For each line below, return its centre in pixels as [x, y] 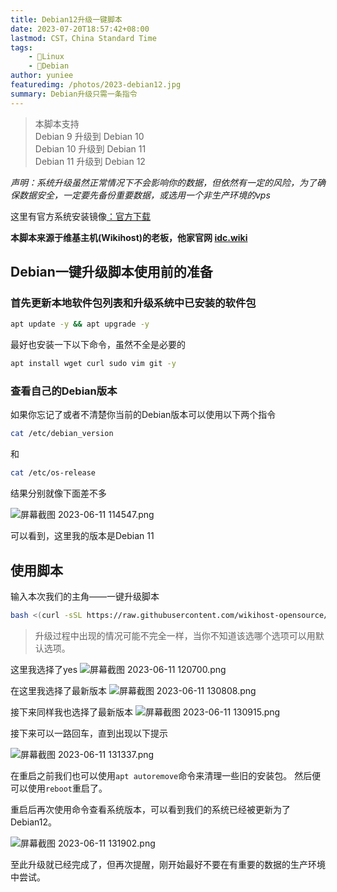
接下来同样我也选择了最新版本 [71, 712]
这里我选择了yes [44, 669]
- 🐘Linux [46, 57]
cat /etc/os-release [53, 473]
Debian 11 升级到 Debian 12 [90, 161]
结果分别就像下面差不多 [58, 493]
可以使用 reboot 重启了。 [59, 788]
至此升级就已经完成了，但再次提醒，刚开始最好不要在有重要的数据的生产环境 [168, 864]
